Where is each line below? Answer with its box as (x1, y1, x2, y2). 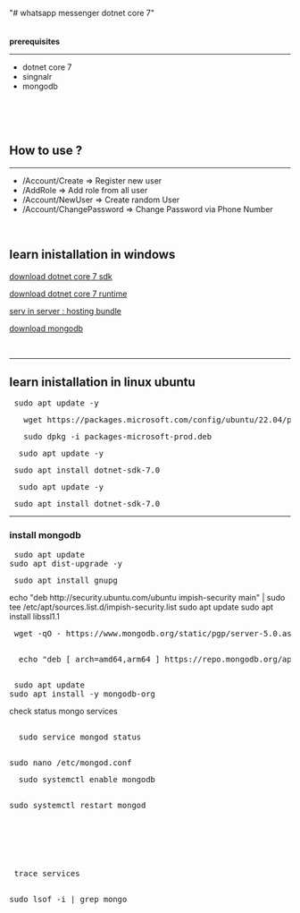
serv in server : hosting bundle (9, 305, 122, 316)
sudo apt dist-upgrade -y (9, 559, 123, 568)
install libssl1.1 (9, 610, 61, 621)
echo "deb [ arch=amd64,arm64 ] (18, 653, 161, 664)
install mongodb (9, 529, 82, 542)
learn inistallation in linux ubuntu (9, 375, 196, 390)
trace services (13, 868, 80, 878)
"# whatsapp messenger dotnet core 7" (9, 8, 154, 18)
